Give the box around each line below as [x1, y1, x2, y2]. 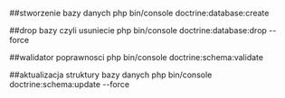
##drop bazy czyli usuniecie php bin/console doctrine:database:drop [9, 25, 267, 35]
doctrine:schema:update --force [9, 79, 129, 89]
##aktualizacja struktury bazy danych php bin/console [9, 69, 213, 80]
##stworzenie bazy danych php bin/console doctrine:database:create [9, 8, 270, 18]
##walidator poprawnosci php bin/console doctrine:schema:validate [9, 52, 264, 62]
